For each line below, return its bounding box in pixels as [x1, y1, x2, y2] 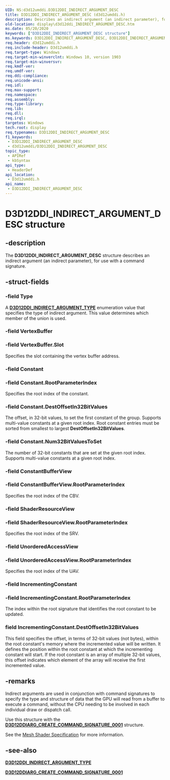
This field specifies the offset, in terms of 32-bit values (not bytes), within [5, 635, 159, 641]
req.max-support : [5, 87, 42, 93]
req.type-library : [5, 102, 44, 107]
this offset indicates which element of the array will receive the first [5, 656, 146, 663]
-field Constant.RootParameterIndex [5, 379, 97, 386]
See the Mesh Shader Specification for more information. [5, 731, 124, 737]
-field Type [5, 293, 33, 300]
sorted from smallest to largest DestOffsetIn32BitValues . [5, 426, 125, 432]
